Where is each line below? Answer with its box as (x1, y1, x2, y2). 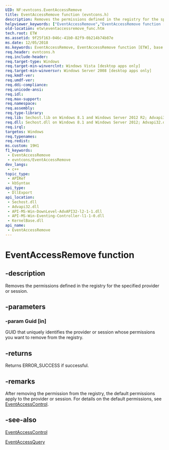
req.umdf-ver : (5, 78, 35, 83)
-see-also (5, 416, 37, 424)
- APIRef (7, 176, 26, 181)
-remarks (5, 377, 35, 385)
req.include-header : (5, 54, 49, 59)
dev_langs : (5, 162, 28, 167)
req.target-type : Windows (5, 59, 59, 64)
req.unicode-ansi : (5, 87, 44, 92)
